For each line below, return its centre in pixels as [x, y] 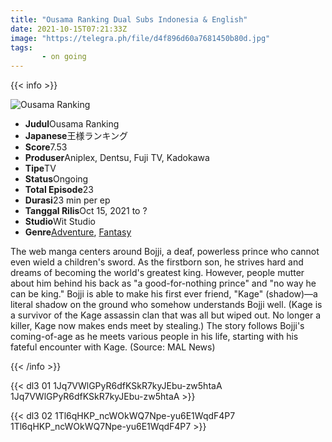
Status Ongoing [56, 179]
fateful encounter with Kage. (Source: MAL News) [113, 347]
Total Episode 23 [59, 190]
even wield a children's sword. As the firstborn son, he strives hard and [157, 262]
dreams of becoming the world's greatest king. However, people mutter [157, 273]
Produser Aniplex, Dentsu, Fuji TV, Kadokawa [117, 158]
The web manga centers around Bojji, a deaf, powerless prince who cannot [165, 252]
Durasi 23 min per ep [67, 200]
